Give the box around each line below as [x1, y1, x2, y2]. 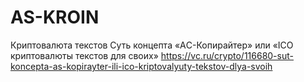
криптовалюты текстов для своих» [10, 49, 159, 61]
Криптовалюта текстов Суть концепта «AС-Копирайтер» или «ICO [10, 39, 294, 51]
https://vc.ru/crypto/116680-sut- [160, 49, 294, 61]
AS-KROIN [10, 6, 100, 29]
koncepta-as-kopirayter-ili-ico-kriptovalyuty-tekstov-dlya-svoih [10, 60, 273, 72]
